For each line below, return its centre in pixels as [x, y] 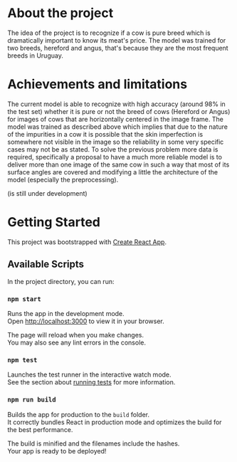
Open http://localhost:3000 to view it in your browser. [86, 321]
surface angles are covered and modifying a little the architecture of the [113, 172]
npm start [24, 299]
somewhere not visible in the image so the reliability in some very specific [116, 142]
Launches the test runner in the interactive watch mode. [90, 374]
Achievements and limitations [97, 84]
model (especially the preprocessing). [63, 179]
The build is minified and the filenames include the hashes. [94, 443]
